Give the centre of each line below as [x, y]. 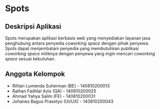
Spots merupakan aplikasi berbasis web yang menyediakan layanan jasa [78, 38]
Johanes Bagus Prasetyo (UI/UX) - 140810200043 [63, 101]
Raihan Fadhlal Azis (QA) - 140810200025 [54, 91]
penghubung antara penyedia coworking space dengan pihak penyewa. [77, 43]
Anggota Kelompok [35, 74]
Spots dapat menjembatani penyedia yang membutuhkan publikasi [72, 48]
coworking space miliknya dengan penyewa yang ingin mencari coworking [80, 54]
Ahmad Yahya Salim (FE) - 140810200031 [54, 96]
